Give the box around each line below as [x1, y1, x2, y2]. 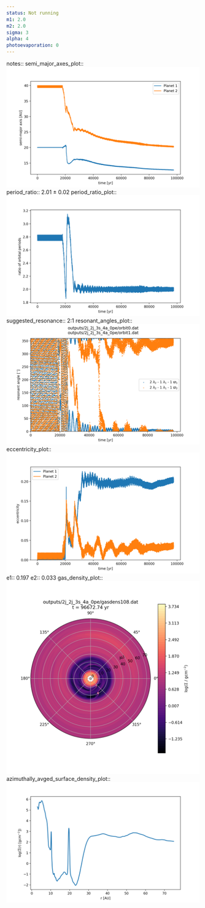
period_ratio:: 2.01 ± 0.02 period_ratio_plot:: [6, 188, 117, 196]
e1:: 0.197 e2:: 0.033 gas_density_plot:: [6, 574, 103, 581]
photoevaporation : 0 [6, 42, 60, 49]
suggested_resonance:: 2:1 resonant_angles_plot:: [6, 317, 133, 324]
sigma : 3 [6, 29, 29, 36]
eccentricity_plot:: [6, 446, 52, 452]
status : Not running [6, 10, 60, 16]
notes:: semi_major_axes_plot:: [6, 60, 84, 67]
